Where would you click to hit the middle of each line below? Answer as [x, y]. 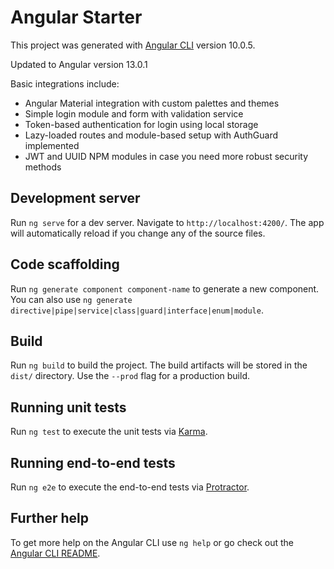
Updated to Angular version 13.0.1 [79, 64]
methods [43, 167]
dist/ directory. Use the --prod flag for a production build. [130, 376]
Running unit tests [68, 407]
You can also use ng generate [71, 299]
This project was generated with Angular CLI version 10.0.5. [133, 45]
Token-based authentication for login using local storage [141, 124]
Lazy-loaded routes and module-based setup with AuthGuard [151, 135]
